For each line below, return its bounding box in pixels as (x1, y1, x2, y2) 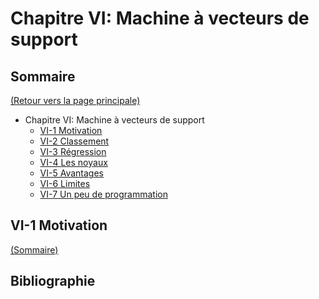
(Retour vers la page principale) (10, 95, 141, 106)
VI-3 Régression (39, 146, 107, 157)
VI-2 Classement (39, 135, 110, 147)
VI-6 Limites (39, 178, 91, 189)
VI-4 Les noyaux (39, 157, 108, 168)
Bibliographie (10, 273, 96, 290)
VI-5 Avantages (39, 167, 104, 179)
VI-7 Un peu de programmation (39, 188, 168, 200)
